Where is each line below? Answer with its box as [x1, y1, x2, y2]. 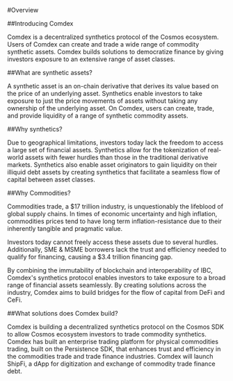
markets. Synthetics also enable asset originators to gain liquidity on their [7, 161, 218, 169]
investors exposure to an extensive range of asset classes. [7, 55, 175, 63]
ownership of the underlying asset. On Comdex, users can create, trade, [7, 104, 214, 112]
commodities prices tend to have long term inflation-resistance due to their [7, 217, 223, 225]
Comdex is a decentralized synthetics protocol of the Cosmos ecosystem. [7, 33, 219, 41]
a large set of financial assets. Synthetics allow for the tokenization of [7, 146, 207, 154]
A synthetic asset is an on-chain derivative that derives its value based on [7, 82, 219, 90]
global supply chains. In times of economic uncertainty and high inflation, [7, 210, 218, 218]
